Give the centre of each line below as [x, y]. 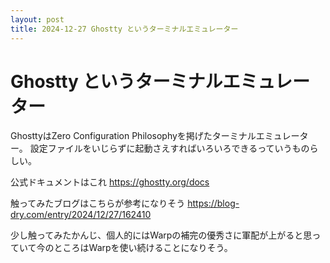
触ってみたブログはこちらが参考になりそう [98, 203]
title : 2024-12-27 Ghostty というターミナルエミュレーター [124, 29]
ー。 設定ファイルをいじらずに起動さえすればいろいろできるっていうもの [160, 148]
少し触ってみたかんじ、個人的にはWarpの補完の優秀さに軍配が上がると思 [161, 235]
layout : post [37, 19]
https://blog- [213, 203]
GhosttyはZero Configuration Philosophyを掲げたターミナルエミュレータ [159, 136]
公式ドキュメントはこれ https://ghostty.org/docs [110, 182]
